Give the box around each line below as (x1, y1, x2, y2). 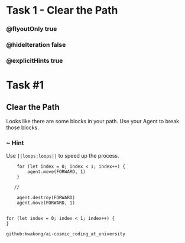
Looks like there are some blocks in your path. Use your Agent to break (6, 117, 179, 124)
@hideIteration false (6, 41, 66, 49)
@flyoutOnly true (6, 25, 57, 33)
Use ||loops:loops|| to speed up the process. (6, 152, 119, 159)
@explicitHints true (6, 56, 63, 65)
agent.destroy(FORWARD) (17, 195, 76, 201)
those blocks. (6, 124, 40, 131)
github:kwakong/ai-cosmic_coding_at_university (6, 231, 126, 237)
